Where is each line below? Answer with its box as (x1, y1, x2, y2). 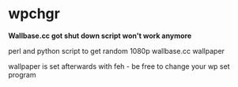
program (8, 70, 36, 79)
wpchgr (8, 5, 61, 23)
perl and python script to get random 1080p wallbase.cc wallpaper (8, 46, 225, 55)
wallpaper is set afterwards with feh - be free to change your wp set (8, 61, 230, 71)
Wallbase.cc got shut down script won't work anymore (8, 31, 192, 40)
